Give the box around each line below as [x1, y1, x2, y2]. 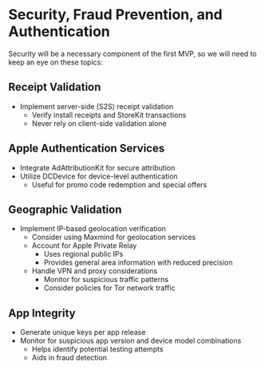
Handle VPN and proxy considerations [31, 266, 158, 276]
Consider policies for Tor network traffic [43, 283, 176, 292]
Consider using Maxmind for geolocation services [31, 233, 196, 242]
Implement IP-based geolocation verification [19, 224, 166, 234]
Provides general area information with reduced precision [43, 257, 233, 268]
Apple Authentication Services [8, 142, 165, 155]
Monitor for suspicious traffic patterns [43, 275, 169, 285]
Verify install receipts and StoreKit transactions [31, 110, 187, 120]
